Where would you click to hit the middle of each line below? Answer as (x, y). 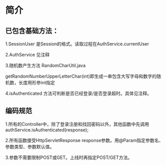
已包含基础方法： (32, 31)
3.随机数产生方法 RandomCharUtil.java (45, 65)
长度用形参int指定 (37, 82)
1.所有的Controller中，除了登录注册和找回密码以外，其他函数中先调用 (77, 124)
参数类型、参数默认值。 (30, 146)
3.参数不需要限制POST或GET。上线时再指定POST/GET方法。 (69, 157)
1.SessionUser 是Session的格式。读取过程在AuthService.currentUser (77, 44)
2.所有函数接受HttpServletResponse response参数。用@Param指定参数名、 (84, 140)
